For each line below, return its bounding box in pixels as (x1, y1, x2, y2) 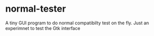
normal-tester (5, 3, 67, 15)
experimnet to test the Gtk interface (5, 25, 80, 31)
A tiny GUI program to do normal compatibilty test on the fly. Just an (5, 20, 149, 26)
